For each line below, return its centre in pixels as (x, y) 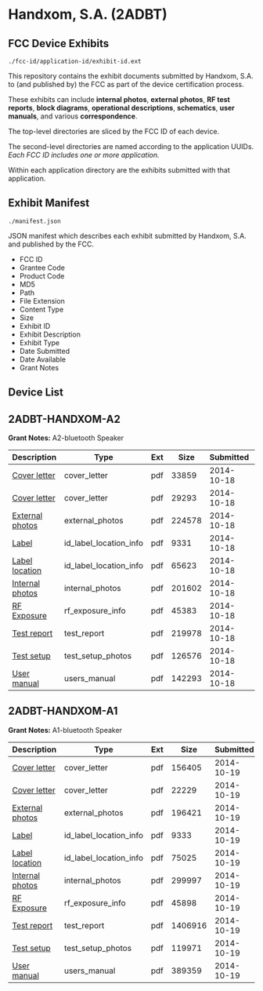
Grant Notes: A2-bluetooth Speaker (66, 438)
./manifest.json (34, 221)
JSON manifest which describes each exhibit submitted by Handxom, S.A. (127, 235)
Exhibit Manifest (49, 203)
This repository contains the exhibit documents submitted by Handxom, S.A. (131, 76)
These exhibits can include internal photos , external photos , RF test (119, 99)
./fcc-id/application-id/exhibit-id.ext (75, 61)
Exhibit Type (40, 342)
